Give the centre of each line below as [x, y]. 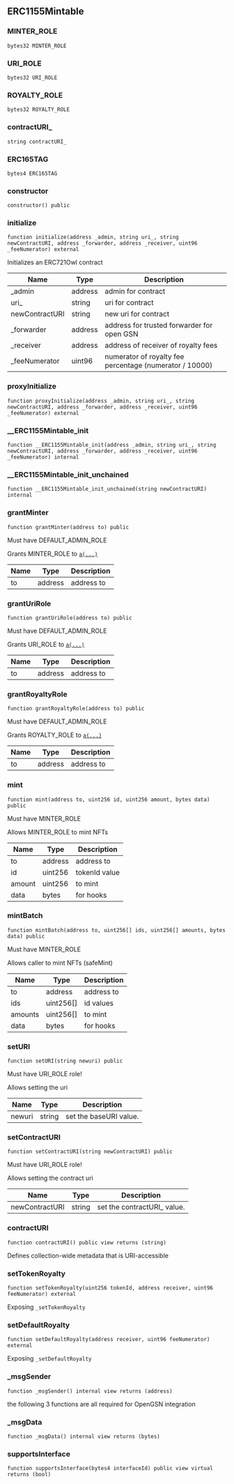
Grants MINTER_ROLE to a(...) [53, 553]
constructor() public [39, 206]
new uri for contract [137, 314]
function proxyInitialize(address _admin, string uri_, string [101, 401]
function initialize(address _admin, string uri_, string [93, 237]
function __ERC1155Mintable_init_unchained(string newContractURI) [107, 489]
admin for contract [135, 291]
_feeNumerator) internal [43, 457]
